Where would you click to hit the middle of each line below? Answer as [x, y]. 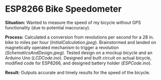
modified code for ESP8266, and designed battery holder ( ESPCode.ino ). [79, 63]
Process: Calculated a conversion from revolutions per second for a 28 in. [80, 37]
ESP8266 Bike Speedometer [63, 9]
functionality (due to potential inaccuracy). [48, 27]
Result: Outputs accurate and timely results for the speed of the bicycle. [78, 72]
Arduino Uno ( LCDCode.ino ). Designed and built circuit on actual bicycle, [78, 58]
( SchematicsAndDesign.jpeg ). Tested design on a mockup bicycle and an [79, 53]
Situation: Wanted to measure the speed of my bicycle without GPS [73, 22]
